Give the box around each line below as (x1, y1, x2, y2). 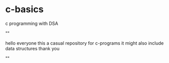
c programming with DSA (5, 20, 58, 26)
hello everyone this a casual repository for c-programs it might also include (5, 40, 164, 46)
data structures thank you (5, 45, 60, 51)
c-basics (5, 4, 44, 15)
